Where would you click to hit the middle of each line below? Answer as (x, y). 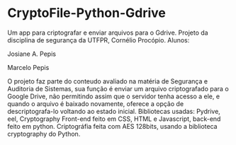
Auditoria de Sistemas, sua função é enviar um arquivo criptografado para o (118, 88)
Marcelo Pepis (28, 67)
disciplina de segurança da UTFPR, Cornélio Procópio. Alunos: (99, 40)
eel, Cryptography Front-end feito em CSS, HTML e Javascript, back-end (114, 119)
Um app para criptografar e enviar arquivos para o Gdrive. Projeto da (108, 33)
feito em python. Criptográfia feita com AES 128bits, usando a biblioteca (112, 126)
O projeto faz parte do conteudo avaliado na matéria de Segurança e (107, 81)
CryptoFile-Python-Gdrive (87, 13)
